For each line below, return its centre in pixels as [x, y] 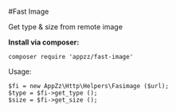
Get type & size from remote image [66, 27]
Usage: [20, 71]
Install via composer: [44, 42]
